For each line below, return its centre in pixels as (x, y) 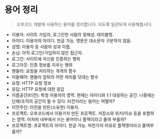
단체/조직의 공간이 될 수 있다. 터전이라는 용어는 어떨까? (63, 101)
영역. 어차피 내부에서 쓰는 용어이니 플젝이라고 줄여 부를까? (72, 119)
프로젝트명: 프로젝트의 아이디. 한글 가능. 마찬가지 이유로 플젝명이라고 (76, 125)
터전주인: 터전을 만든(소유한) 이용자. (46, 107)
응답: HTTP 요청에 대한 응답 (38, 89)
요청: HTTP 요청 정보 (32, 83)
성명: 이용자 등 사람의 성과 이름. (41, 46)
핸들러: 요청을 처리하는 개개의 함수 (44, 71)
